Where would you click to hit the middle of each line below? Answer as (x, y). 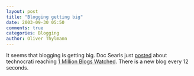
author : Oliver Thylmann (37, 39)
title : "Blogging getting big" (45, 17)
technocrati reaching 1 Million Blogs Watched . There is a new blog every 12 (97, 61)
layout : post (22, 11)
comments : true (25, 28)
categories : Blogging (33, 33)
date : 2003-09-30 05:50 (35, 22)
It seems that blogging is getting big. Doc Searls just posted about (87, 55)
